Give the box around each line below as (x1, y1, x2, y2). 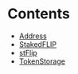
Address (18, 31, 47, 41)
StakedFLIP (18, 39, 57, 49)
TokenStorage (18, 56, 65, 66)
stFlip (18, 48, 37, 57)
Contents (7, 5, 71, 23)
